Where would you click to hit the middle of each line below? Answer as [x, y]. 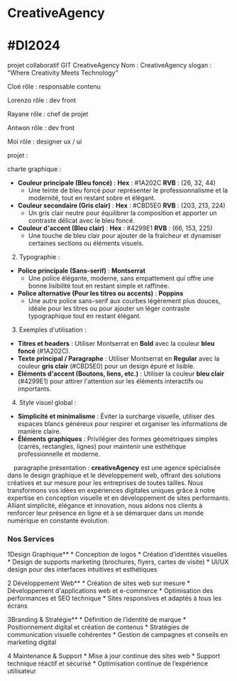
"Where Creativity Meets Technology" [63, 73]
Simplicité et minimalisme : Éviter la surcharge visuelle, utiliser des [116, 416]
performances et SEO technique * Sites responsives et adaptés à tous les [115, 599]
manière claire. [39, 432]
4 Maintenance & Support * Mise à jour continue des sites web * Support [114, 656]
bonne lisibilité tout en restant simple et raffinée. [99, 286]
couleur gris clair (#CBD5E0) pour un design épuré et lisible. [106, 366]
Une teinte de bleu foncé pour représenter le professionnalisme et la [128, 190]
